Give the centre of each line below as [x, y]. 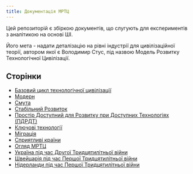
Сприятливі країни [38, 140]
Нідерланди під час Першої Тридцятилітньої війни [77, 165]
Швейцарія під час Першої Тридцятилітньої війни [76, 159]
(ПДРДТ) [26, 121]
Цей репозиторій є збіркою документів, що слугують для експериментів [97, 28]
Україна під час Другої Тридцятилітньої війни [71, 152]
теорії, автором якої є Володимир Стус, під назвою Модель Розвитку [93, 52]
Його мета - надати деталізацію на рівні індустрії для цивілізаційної [91, 46]
